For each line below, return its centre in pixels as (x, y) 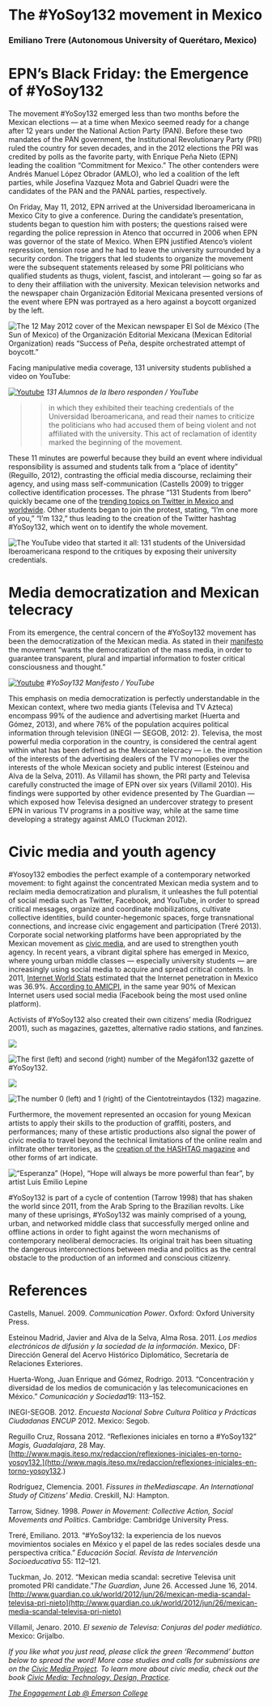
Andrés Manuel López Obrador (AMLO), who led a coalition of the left (124, 174)
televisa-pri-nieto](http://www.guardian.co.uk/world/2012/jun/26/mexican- (133, 1603)
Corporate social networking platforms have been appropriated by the (125, 934)
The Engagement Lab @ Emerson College (78, 1693)
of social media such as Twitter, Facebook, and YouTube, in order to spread (134, 900)
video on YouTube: (40, 377)
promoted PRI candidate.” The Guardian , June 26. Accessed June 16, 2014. (133, 1585)
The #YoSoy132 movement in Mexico (136, 15)
